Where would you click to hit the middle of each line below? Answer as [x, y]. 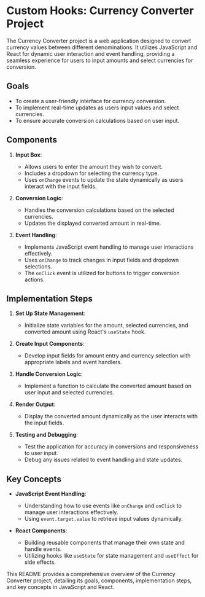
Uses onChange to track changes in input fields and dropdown [102, 260]
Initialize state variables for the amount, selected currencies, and [106, 326]
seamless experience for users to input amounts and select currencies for [100, 60]
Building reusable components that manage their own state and [105, 543]
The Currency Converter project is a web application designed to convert [99, 41]
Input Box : [29, 155]
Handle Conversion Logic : [49, 374]
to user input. [41, 453]
